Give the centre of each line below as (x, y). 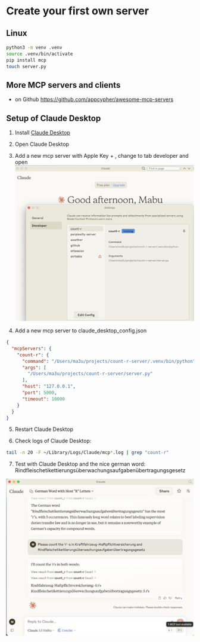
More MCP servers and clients (63, 85)
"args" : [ (34, 368)
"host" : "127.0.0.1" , (49, 387)
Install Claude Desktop (42, 133)
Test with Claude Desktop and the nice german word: (80, 464)
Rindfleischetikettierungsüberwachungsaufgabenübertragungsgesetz (100, 470)
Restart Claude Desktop (44, 429)
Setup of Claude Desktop (54, 118)
